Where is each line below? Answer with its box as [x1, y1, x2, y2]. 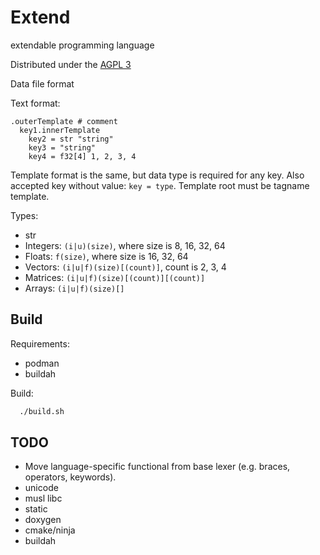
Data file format [10, 77, 75, 90]
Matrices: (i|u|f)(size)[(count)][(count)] [24, 271, 206, 283]
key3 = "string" [28, 142, 97, 153]
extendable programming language [10, 39, 155, 51]
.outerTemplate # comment [10, 116, 118, 126]
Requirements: [10, 337, 70, 350]
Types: [10, 209, 39, 221]
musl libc [24, 492, 63, 505]
